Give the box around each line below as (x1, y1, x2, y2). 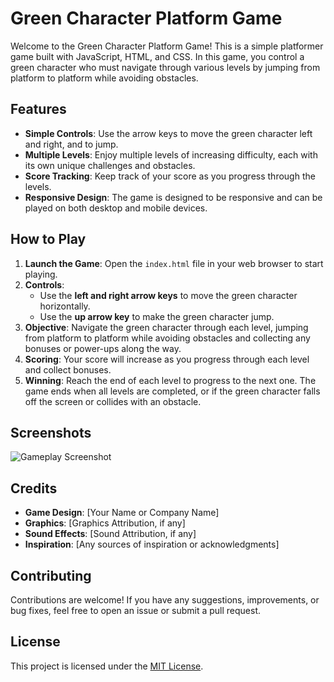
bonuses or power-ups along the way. (24, 342, 182, 354)
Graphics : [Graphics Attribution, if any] (24, 517, 186, 529)
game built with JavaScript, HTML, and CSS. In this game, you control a (10, 50, 305, 62)
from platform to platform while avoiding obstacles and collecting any (24, 332, 311, 344)
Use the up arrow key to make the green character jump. (39, 310, 275, 322)
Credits (10, 480, 58, 497)
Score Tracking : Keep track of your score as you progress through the (24, 170, 316, 182)
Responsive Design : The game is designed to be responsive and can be (24, 191, 323, 203)
